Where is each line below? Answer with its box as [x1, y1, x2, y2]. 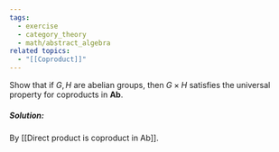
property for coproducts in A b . [9, 89, 124, 100]
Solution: [9, 110, 45, 121]
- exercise [17, 22, 59, 31]
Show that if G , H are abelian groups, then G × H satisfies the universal [9, 80, 271, 90]
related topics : [9, 47, 70, 56]
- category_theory [17, 30, 88, 39]
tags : [9, 13, 30, 22]
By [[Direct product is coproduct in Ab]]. [9, 132, 160, 143]
